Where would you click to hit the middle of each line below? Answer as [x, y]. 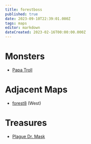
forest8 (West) [27, 103]
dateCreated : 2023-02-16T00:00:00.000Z [45, 32]
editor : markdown [23, 28]
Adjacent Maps [36, 90]
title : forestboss [24, 10]
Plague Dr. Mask [28, 136]
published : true [21, 14]
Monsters [25, 56]
